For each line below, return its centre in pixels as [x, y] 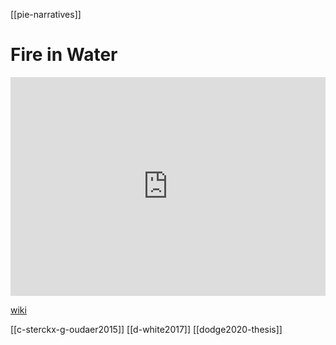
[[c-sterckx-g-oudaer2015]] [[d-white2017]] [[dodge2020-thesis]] [146, 329]
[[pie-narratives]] [46, 14]
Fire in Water [64, 55]
